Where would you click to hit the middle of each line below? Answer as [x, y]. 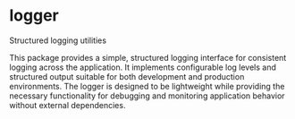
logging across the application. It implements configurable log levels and [143, 67]
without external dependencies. [67, 105]
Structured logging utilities [58, 40]
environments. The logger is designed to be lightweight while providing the [147, 86]
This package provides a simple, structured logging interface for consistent [148, 57]
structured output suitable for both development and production [127, 76]
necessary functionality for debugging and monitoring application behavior [147, 96]
